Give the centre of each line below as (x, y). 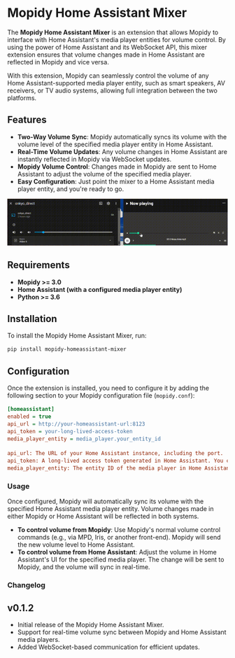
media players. (39, 640)
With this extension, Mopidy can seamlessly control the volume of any (108, 76)
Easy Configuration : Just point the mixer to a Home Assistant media (116, 181)
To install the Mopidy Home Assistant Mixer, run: (77, 336)
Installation (32, 319)
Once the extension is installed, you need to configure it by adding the (108, 388)
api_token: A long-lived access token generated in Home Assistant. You (115, 461)
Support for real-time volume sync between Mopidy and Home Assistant (122, 632)
